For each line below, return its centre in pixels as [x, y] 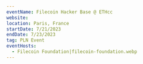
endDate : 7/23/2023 [31, 35]
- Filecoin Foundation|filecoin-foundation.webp [75, 52]
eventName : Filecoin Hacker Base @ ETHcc [60, 12]
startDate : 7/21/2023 [34, 29]
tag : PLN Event [26, 40]
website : [17, 18]
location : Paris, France [38, 23]
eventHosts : [21, 46]
